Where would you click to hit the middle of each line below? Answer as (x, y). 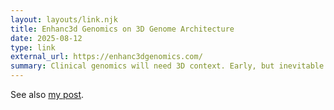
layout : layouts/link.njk (64, 19)
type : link (33, 47)
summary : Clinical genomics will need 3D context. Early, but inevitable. (169, 66)
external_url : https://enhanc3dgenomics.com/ (106, 57)
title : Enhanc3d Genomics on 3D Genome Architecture (122, 29)
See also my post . (47, 94)
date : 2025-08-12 (46, 38)
